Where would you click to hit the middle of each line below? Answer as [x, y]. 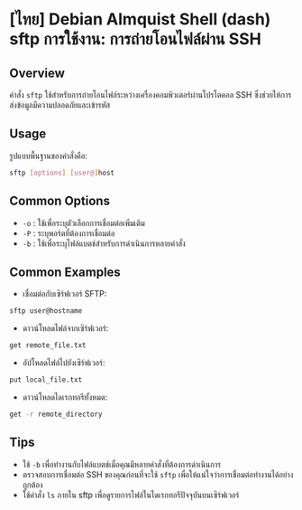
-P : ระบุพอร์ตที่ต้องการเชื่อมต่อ [69, 233]
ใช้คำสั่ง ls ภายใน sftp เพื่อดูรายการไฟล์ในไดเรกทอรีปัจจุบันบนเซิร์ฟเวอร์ [131, 495]
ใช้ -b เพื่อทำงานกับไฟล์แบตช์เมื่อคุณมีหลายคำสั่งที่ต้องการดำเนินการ [122, 464]
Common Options [60, 201]
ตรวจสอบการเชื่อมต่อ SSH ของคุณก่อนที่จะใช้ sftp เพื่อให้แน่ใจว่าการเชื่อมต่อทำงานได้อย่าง [158, 474]
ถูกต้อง [32, 485]
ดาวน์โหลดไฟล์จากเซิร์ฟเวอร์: [65, 328]
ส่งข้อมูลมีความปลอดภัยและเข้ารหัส [60, 105]
